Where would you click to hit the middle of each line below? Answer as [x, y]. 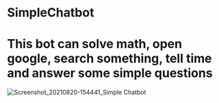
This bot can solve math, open [95, 44]
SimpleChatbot [51, 13]
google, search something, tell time [109, 59]
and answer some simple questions [110, 73]
